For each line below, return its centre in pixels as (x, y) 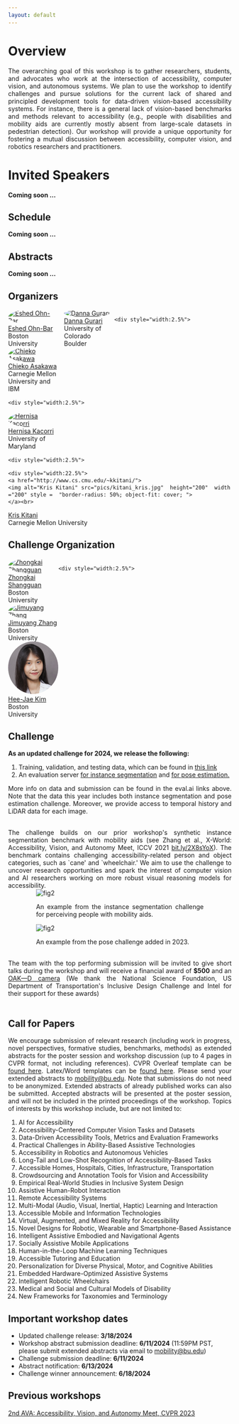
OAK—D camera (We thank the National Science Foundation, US (120, 979)
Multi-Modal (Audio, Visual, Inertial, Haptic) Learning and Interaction (118, 1206)
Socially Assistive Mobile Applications (74, 1243)
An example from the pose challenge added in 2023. (113, 942)
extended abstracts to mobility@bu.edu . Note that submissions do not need (120, 1078)
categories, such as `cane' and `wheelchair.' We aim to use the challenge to (120, 863)
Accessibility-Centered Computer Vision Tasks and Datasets (106, 1130)
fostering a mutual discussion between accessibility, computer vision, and (120, 139)
